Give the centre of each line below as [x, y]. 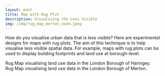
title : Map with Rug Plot [32, 14]
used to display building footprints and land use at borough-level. [73, 54]
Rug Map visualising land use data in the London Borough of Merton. [76, 69]
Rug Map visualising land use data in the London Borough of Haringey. [78, 63]
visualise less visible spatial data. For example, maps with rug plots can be [82, 48]
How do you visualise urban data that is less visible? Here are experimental [83, 38]
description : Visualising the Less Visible [51, 19]
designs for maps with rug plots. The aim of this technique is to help [75, 43]
